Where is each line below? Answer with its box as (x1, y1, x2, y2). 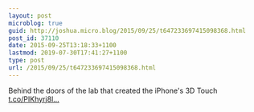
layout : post (8, 11, 52, 20)
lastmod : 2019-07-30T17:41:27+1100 (8, 49, 128, 57)
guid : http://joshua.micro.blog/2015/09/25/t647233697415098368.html (8, 26, 247, 34)
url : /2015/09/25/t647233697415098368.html (8, 64, 157, 72)
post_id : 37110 (8, 34, 59, 42)
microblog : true (8, 19, 63, 27)
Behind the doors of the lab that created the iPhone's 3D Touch (8, 86, 218, 95)
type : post (8, 57, 45, 65)
